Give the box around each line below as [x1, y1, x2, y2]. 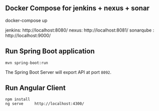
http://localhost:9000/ [5, 32, 51, 38]
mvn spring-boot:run [5, 60, 49, 65]
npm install [5, 97, 30, 102]
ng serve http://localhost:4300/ [5, 101, 85, 106]
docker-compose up [5, 17, 48, 23]
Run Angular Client [5, 84, 66, 92]
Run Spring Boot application [5, 47, 95, 56]
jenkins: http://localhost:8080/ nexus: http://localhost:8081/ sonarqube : [5, 27, 154, 33]
